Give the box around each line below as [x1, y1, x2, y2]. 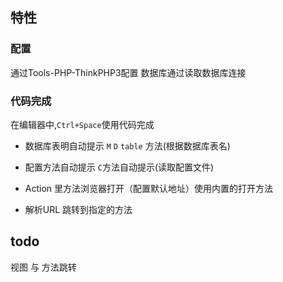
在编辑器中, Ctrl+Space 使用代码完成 [10, 118, 155, 130]
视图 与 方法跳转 [10, 261, 77, 273]
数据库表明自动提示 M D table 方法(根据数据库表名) [24, 139, 231, 152]
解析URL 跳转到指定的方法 [24, 203, 133, 215]
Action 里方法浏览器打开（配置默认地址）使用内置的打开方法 [24, 182, 274, 194]
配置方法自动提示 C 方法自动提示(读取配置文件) [24, 161, 215, 173]
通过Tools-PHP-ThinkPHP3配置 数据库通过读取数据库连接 [10, 66, 247, 78]
